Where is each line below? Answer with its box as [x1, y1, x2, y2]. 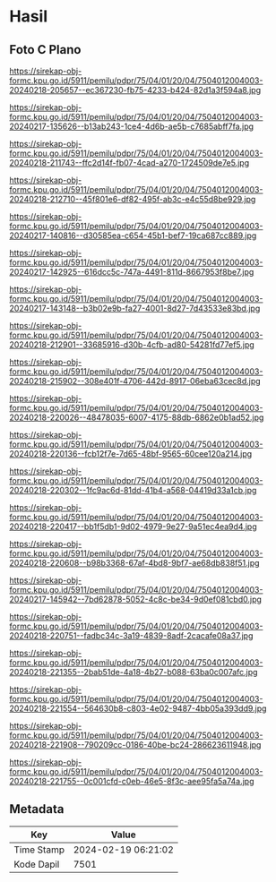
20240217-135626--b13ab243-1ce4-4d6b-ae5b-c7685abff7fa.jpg [9, 121, 254, 132]
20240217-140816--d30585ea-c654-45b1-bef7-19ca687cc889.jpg [9, 230, 257, 241]
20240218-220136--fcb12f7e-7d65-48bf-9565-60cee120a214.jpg [9, 449, 253, 458]
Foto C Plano [9, 42, 82, 57]
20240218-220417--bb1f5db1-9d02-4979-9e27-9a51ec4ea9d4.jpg [9, 521, 257, 532]
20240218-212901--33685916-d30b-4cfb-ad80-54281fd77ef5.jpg [9, 339, 255, 350]
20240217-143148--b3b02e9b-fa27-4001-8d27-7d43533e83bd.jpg [9, 303, 261, 313]
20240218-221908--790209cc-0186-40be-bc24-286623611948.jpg [9, 740, 262, 749]
